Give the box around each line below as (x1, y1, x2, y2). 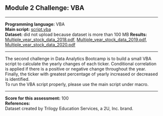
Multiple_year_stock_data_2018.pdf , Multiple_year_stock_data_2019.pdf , (5, 36, 147, 43)
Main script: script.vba (5, 26, 51, 32)
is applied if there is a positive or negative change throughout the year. (5, 66, 147, 72)
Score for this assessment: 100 (5, 95, 69, 101)
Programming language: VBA (5, 21, 65, 27)
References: (5, 100, 31, 106)
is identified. (5, 76, 30, 82)
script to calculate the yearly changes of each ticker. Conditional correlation (5, 60, 157, 67)
